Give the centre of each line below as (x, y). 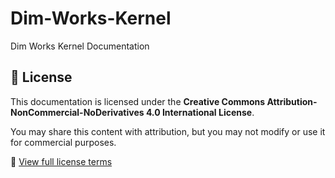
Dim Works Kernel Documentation (80, 46)
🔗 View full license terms (61, 161)
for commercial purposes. (63, 142)
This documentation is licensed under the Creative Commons (138, 101)
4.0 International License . (200, 112)
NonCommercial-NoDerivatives (77, 112)
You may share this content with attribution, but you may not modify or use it (168, 131)
